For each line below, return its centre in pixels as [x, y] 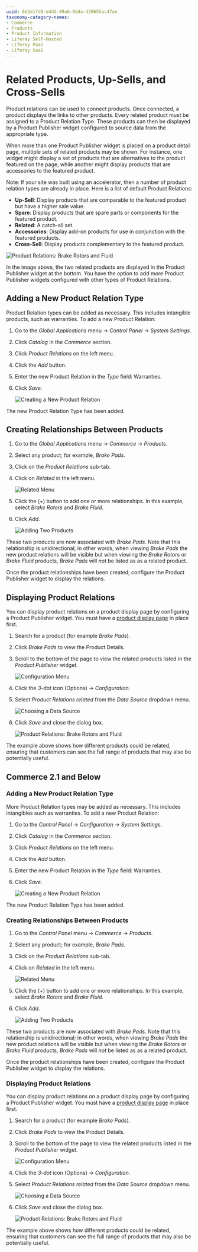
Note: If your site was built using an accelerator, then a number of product [96, 182]
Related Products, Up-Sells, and [86, 79]
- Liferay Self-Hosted [34, 39]
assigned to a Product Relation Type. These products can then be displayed [98, 121]
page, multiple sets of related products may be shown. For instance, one [94, 151]
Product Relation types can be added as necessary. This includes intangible [98, 313]
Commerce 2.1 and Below [53, 777]
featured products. [38, 237]
